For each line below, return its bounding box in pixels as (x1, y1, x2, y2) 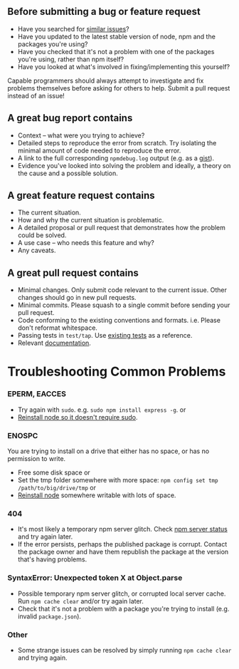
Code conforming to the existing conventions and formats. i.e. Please (17, 316, 221, 325)
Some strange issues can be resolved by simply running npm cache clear (17, 645, 232, 654)
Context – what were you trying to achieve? (17, 131, 145, 140)
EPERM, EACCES (7, 389, 66, 399)
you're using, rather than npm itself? (17, 55, 124, 63)
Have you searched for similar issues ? (17, 24, 129, 33)
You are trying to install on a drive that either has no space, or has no (7, 447, 210, 455)
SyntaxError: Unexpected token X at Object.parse (7, 573, 183, 583)
